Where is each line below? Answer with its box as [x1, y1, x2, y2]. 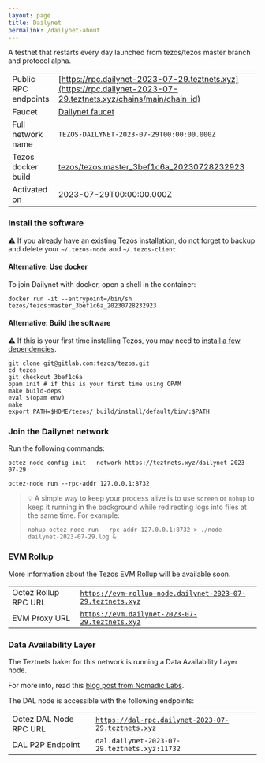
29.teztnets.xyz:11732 [95, 744, 181, 753]
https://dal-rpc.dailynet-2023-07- [95, 715, 230, 724]
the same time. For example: [27, 511, 120, 520]
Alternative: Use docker [8, 262, 88, 272]
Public [12, 74, 35, 85]
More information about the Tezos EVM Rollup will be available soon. [8, 569, 231, 579]
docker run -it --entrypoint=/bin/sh [8, 295, 132, 303]
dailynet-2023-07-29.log [27, 533, 110, 541]
